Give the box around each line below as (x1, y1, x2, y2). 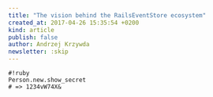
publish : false (8, 33, 58, 41)
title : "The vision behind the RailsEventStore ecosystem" (8, 11, 207, 20)
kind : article (8, 26, 55, 34)
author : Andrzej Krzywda (8, 41, 90, 48)
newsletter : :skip (8, 48, 69, 56)
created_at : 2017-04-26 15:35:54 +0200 (8, 19, 140, 27)
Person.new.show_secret (8, 76, 87, 84)
